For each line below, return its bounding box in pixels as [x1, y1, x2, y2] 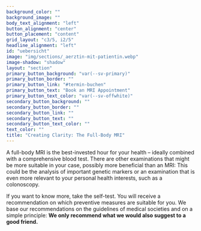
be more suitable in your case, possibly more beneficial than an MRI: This [6, 161, 188, 169]
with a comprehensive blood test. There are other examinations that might [6, 155, 190, 162]
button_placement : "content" [6, 31, 79, 37]
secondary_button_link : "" [6, 110, 74, 116]
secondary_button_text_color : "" [6, 121, 90, 127]
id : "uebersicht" [6, 48, 50, 54]
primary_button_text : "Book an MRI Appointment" [6, 87, 131, 93]
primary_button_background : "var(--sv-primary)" [6, 71, 131, 77]
